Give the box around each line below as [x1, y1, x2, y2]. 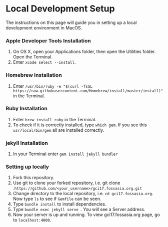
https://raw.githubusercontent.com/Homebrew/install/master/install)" [12, 88, 163, 93]
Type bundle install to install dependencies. [12, 201, 106, 207]
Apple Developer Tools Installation [5, 37, 91, 44]
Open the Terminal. [12, 54, 53, 60]
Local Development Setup [5, 3, 115, 14]
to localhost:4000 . [12, 217, 51, 223]
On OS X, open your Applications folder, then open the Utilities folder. [12, 48, 156, 55]
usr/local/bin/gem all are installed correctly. [12, 127, 104, 133]
